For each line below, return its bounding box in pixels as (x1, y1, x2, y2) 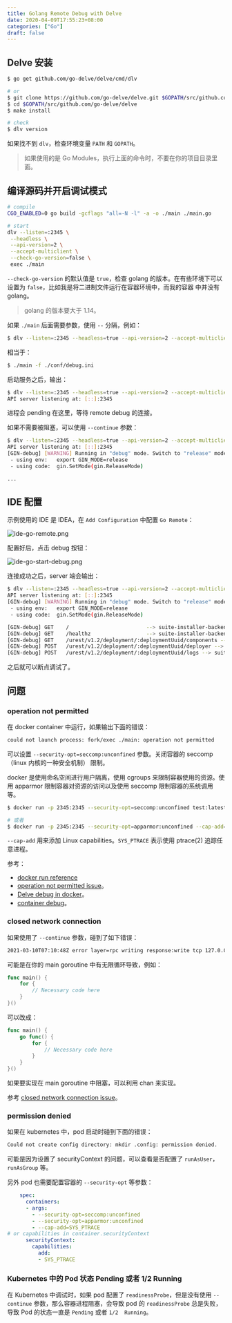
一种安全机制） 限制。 (46, 758, 109, 766)
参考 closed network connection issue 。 (7, 1094, 122, 1102)
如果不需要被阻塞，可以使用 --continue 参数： (7, 423, 139, 432)
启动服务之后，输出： (7, 375, 68, 383)
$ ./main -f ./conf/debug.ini (7, 362, 95, 369)
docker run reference (17, 873, 78, 882)
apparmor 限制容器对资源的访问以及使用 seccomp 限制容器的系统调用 (14, 782, 213, 790)
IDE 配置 (7, 496, 43, 508)
